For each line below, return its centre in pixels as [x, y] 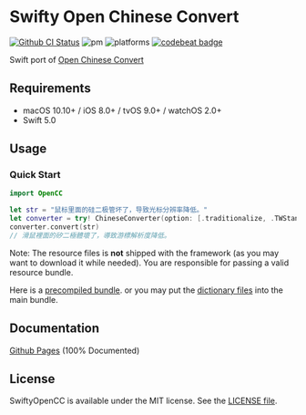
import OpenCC [36, 193]
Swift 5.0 [39, 119]
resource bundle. [41, 272]
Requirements [50, 88]
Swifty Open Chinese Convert [124, 17]
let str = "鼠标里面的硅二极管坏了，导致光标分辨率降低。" [108, 210]
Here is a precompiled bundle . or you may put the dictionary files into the [147, 290]
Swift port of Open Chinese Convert [76, 59]
